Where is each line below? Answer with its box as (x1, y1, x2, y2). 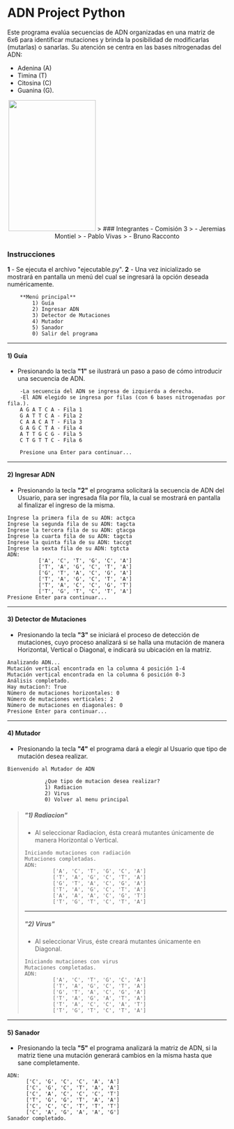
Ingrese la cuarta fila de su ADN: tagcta (7, 532, 132, 539)
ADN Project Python (7, 5, 125, 21)
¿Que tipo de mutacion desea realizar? (44, 778, 160, 785)
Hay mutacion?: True (7, 683, 68, 690)
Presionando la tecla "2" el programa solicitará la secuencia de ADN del (17, 486, 225, 494)
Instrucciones (7, 249, 56, 259)
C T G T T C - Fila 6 (19, 437, 82, 444)
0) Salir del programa (32, 330, 98, 337)
